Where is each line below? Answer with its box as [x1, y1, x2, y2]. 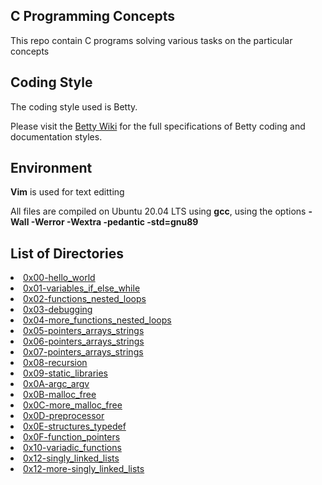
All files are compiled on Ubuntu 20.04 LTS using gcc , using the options [10, 205, 307, 218]
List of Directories [10, 245, 124, 262]
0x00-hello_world [23, 272, 96, 284]
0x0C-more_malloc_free [23, 399, 123, 411]
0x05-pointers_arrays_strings [23, 325, 145, 337]
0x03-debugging [23, 304, 93, 316]
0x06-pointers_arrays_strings [23, 335, 145, 348]
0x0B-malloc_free [23, 389, 97, 401]
